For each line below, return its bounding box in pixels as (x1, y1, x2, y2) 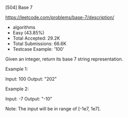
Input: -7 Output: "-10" (5, 96, 53, 102)
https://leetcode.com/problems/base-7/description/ (5, 14, 114, 20)
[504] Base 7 (5, 5, 33, 10)
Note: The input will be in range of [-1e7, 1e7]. (5, 106, 101, 112)
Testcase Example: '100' (12, 46, 65, 52)
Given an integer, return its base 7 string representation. (5, 56, 123, 62)
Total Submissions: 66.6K (12, 41, 67, 47)
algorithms (12, 24, 36, 30)
